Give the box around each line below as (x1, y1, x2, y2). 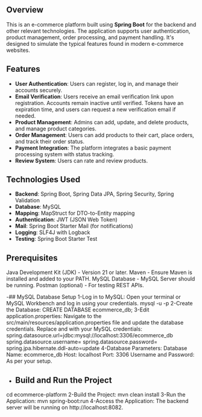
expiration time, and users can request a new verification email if (14, 106, 176, 113)
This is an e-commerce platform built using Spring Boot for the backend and (6, 21, 197, 28)
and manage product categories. (14, 125, 96, 132)
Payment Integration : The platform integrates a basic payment (14, 144, 171, 151)
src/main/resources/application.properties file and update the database (6, 319, 184, 326)
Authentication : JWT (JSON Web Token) (14, 216, 118, 223)
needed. (14, 112, 36, 119)
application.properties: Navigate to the (6, 313, 102, 320)
